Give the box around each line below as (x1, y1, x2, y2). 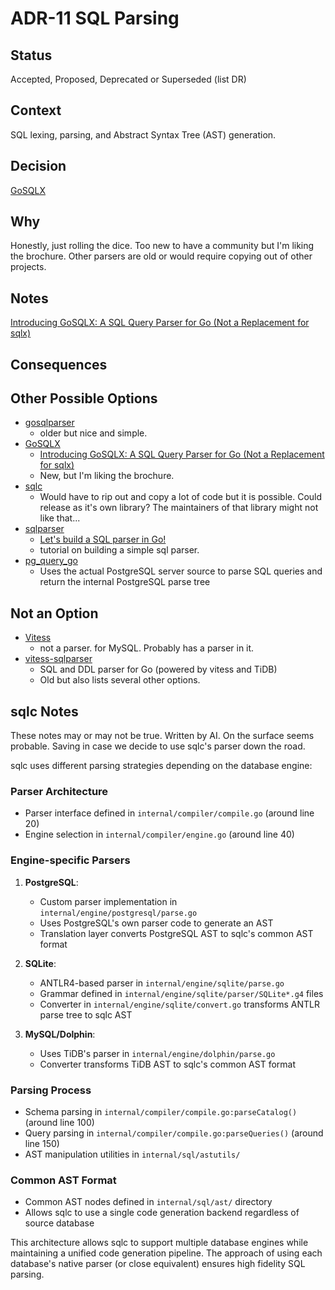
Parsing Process (10, 1083, 92, 1097)
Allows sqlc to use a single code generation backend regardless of (24, 1207, 300, 1219)
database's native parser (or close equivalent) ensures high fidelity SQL (10, 1258, 306, 1270)
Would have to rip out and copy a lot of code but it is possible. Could (39, 491, 323, 503)
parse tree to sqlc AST (39, 1008, 133, 1021)
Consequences (10, 356, 108, 373)
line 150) (24, 1137, 60, 1149)
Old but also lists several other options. (39, 674, 201, 686)
